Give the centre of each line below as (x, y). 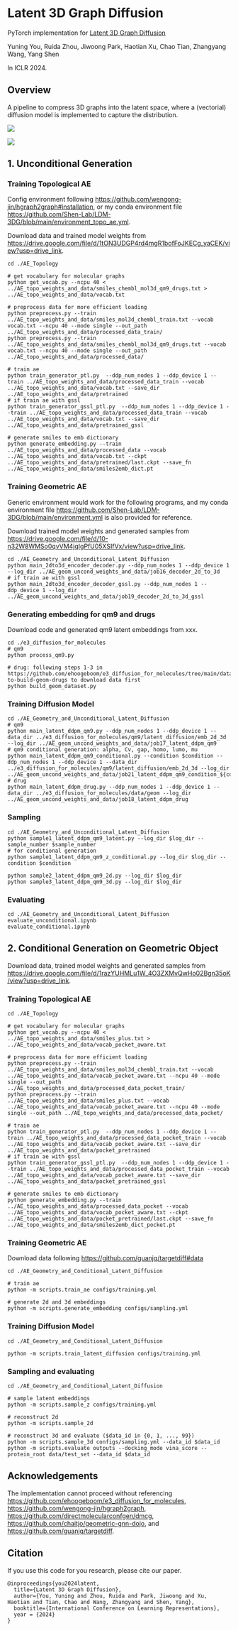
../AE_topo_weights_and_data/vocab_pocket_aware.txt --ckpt (98, 1213)
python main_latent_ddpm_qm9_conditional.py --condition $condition (110, 756)
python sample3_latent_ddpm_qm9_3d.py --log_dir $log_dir (95, 882)
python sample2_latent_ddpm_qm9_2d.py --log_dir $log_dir (95, 875)
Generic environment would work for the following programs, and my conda (118, 502)
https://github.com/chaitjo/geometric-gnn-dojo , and (83, 1523)
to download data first (106, 680)
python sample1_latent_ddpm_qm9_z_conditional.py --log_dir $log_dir (112, 857)
